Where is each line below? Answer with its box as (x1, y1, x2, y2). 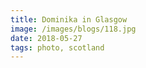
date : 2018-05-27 (10, 33, 83, 43)
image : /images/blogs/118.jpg (10, 24, 137, 34)
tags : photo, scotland (10, 42, 105, 53)
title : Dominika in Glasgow (10, 14, 128, 25)
